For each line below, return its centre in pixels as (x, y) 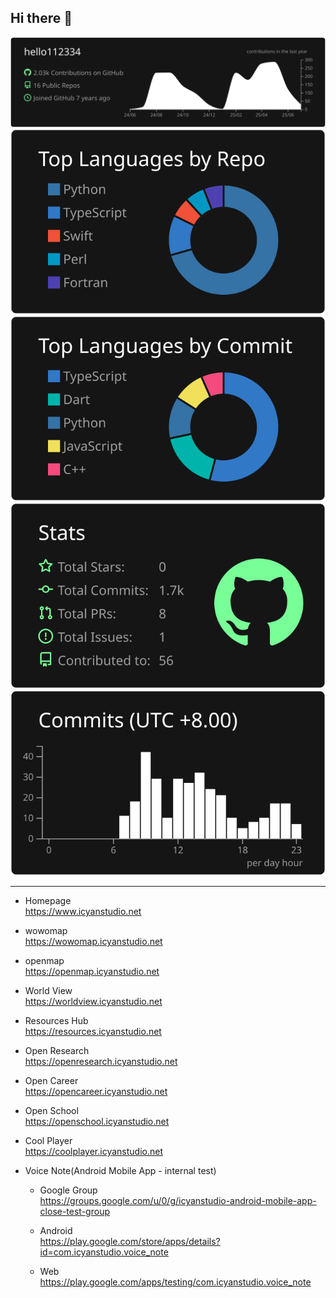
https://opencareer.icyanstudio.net (96, 1092)
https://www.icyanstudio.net (83, 912)
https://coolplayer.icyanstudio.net (94, 1152)
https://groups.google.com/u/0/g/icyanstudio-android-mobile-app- (178, 1201)
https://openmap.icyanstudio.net (92, 972)
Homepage (48, 901)
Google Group (68, 1190)
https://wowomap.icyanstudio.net (93, 942)
